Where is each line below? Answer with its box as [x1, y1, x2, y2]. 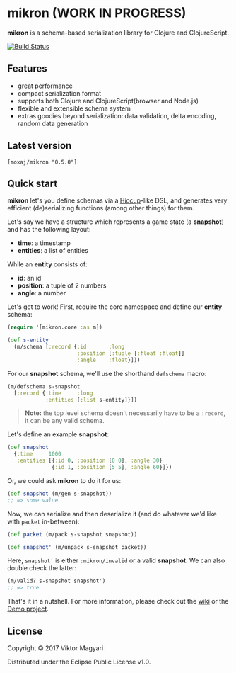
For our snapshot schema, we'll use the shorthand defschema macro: [7, 369, 207, 378]
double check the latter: [7, 564, 77, 572]
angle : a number [17, 289, 66, 298]
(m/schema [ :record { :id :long [13, 344, 125, 351]
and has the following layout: [7, 225, 91, 234]
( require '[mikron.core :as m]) [7, 324, 102, 331]
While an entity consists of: [7, 260, 88, 268]
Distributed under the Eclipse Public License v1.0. [7, 657, 151, 666]
